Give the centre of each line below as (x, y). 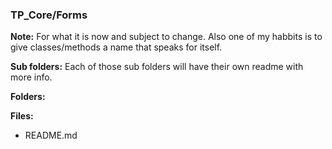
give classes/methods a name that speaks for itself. (116, 47)
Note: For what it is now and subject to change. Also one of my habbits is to (166, 37)
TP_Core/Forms (49, 15)
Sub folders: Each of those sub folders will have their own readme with (157, 67)
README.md (51, 135)
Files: (22, 116)
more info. (31, 77)
